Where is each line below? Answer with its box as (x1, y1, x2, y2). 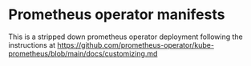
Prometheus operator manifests (8, 6, 225, 24)
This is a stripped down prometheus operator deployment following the (8, 32, 243, 41)
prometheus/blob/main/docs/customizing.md (8, 49, 158, 58)
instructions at (8, 40, 56, 49)
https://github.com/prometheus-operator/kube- (57, 40, 215, 49)
